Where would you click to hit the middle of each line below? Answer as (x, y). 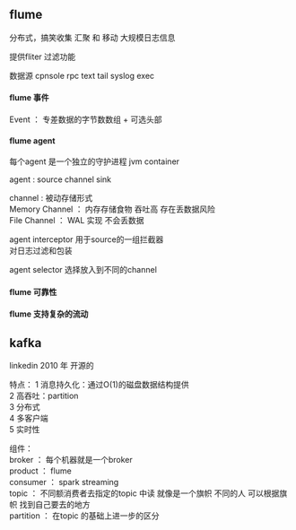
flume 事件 (29, 98)
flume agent (32, 140)
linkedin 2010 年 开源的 (52, 366)
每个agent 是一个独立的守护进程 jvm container (95, 161)
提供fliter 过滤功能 (43, 56)
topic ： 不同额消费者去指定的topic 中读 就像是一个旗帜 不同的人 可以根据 (144, 493)
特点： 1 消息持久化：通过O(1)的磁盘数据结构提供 (100, 385)
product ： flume (40, 471)
